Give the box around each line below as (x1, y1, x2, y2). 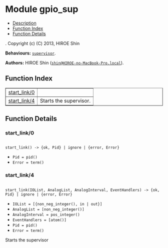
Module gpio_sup (5, 3, 78, 15)
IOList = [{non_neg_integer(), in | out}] (12, 201, 102, 206)
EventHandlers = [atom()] (12, 217, 66, 222)
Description (12, 20, 36, 26)
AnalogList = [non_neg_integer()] (12, 206, 84, 212)
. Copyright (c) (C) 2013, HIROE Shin (5, 40, 80, 46)
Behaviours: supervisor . (5, 50, 56, 56)
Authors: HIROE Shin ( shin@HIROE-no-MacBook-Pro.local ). (5, 59, 124, 65)
